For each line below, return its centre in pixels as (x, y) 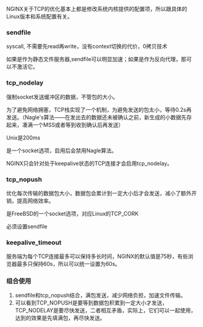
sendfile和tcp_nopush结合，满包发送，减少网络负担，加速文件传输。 (100, 296)
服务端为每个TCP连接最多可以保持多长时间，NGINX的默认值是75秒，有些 (97, 256)
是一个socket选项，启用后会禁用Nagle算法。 (62, 151)
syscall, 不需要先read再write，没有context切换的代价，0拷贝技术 (87, 47)
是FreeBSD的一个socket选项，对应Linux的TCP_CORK (72, 213)
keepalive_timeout (34, 242)
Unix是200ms (23, 137)
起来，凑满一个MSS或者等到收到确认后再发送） (65, 125)
